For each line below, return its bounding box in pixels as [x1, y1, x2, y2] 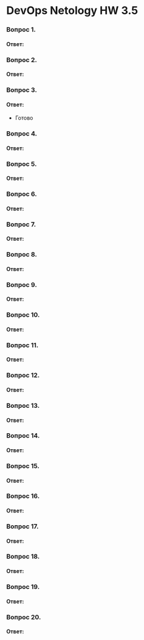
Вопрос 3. [6, 86, 38, 94]
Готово [15, 114, 33, 122]
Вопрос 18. [6, 552, 40, 561]
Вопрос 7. [6, 220, 36, 229]
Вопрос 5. [6, 159, 37, 168]
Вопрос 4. [6, 129, 38, 138]
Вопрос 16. [6, 492, 40, 500]
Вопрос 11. [6, 341, 39, 349]
